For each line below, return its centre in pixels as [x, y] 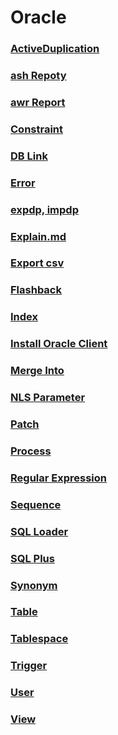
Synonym [34, 585]
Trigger [29, 666]
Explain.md [38, 236]
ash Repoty [38, 76]
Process [31, 451]
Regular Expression [58, 478]
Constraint [37, 129]
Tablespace [39, 639]
